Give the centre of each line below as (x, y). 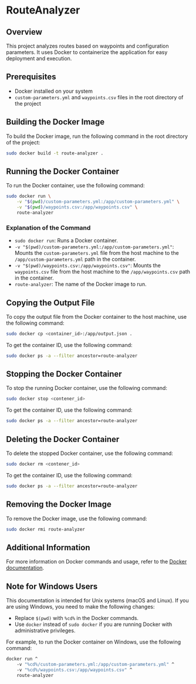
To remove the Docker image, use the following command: (77, 518)
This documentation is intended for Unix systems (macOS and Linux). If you (97, 601)
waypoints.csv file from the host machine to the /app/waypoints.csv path (102, 272)
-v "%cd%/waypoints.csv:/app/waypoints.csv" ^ (75, 670)
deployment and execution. (39, 58)
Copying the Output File (50, 303)
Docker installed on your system (53, 91)
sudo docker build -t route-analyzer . (55, 153)
